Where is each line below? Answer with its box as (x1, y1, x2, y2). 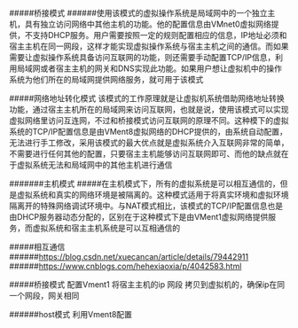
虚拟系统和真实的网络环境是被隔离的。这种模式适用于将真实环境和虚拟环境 (16, 190, 289, 199)
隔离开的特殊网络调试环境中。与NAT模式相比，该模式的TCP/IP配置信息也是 (9, 200, 284, 211)
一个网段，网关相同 (9, 291, 80, 301)
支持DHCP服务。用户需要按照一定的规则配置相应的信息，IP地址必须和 (32, 30, 287, 40)
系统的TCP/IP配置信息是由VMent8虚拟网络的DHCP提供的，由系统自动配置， (9, 127, 288, 137)
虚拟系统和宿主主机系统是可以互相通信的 (32, 223, 180, 233)
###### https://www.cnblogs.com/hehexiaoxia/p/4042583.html (9, 261, 242, 271)
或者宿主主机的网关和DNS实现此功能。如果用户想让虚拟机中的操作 (39, 63, 282, 74)
